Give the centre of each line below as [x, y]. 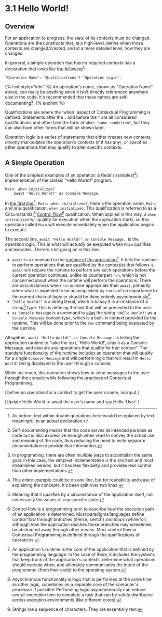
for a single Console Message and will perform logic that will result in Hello [78, 358]
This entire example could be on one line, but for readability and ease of [83, 480]
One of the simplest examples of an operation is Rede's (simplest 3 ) [72, 175]
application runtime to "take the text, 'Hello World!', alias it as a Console [76, 343]
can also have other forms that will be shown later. [55, 128]
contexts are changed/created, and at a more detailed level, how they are [78, 48]
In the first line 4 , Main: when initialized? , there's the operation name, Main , [81, 203]
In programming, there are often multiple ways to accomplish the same [82, 455]
